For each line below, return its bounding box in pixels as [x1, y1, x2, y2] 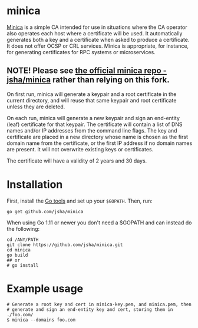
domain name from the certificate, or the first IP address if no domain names [6, 140, 193, 147]
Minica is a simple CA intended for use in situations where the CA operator [6, 24, 187, 31]
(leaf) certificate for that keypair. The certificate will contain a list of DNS [6, 121, 183, 128]
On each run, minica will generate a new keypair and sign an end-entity [6, 114, 180, 121]
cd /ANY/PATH [6, 237, 39, 243]
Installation [6, 178, 63, 191]
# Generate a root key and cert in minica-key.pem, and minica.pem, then [6, 302, 192, 307]
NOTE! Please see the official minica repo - [6, 66, 167, 76]
